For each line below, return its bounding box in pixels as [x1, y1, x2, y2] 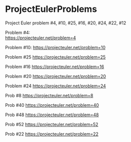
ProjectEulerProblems [5, 3, 97, 15]
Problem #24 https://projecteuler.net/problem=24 [5, 83, 106, 89]
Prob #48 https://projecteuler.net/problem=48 [5, 112, 99, 118]
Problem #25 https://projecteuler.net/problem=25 [5, 54, 106, 60]
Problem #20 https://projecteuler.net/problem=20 [5, 73, 106, 79]
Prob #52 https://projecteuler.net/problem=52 [5, 121, 99, 127]
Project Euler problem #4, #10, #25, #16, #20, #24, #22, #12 [5, 20, 127, 26]
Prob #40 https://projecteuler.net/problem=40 [5, 102, 99, 108]
